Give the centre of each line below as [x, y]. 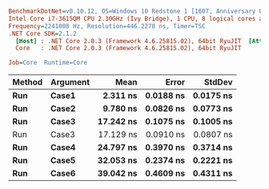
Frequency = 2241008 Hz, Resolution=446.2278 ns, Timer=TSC [107, 26]
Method [28, 82]
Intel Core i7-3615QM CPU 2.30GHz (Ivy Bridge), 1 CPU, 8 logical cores [132, 18]
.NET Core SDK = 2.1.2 [43, 33]
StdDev [218, 82]
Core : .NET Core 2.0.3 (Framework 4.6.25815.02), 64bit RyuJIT [128, 49]
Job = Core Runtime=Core [48, 63]
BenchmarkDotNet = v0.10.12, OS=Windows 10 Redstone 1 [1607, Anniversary [132, 11]
